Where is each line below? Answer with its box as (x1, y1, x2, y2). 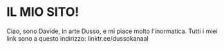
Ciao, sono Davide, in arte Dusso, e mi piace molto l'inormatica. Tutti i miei (6, 27, 218, 35)
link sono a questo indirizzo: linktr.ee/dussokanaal (6, 34, 149, 42)
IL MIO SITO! (6, 4, 80, 20)
